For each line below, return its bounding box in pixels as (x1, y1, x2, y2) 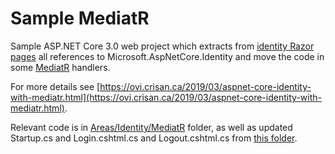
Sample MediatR (10, 7, 150, 30)
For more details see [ (10, 80, 101, 92)
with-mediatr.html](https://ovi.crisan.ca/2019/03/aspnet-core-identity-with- (10, 91, 322, 103)
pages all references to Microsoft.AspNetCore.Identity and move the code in (10, 50, 325, 62)
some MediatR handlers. (10, 61, 111, 73)
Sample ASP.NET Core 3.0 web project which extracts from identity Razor (10, 40, 315, 52)
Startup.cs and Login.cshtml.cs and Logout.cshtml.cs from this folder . (10, 132, 298, 144)
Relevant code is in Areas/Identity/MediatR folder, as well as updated (10, 121, 293, 133)
